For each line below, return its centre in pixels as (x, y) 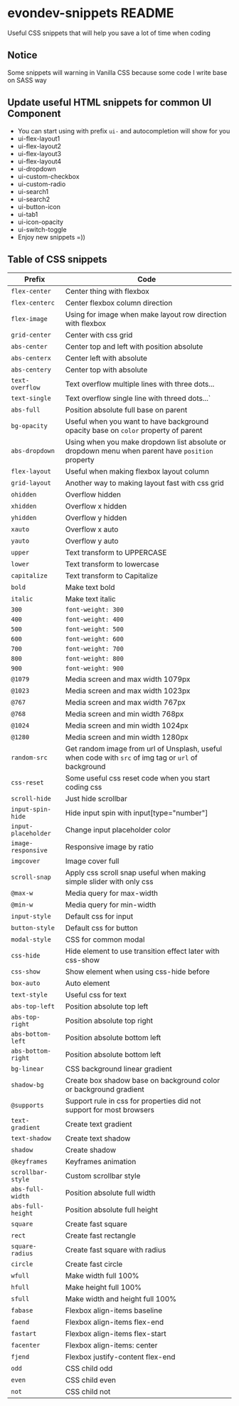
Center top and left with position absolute (134, 347)
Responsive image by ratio (110, 847)
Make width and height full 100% (121, 1299)
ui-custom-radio (42, 184)
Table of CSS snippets (58, 259)
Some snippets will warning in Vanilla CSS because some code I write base (117, 72)
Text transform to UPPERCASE (116, 553)
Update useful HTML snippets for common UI (110, 102)
